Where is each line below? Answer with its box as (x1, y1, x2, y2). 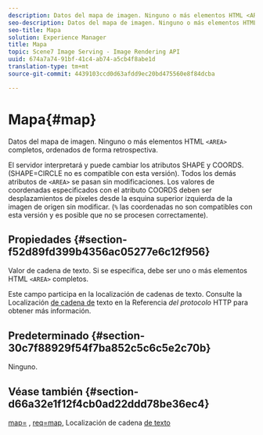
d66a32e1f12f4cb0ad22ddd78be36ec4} (8, 397, 210, 411)
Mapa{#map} (8, 111, 97, 128)
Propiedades (8, 232, 72, 246)
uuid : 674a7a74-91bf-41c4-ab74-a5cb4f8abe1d (8, 56, 156, 64)
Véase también (8, 385, 84, 398)
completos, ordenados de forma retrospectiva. (8, 144, 158, 154)
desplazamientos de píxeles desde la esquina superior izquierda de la (8, 193, 233, 203)
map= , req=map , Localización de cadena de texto (8, 418, 171, 427)
